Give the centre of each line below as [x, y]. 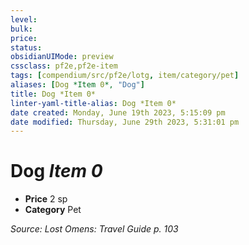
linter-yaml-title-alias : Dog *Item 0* [93, 103]
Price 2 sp [46, 199]
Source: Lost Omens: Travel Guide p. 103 [94, 229]
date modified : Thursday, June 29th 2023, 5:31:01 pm [125, 122]
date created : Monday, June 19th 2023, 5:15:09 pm [118, 112]
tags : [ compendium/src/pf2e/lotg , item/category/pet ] [125, 76]
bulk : [21, 29]
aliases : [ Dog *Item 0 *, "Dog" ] [77, 85]
